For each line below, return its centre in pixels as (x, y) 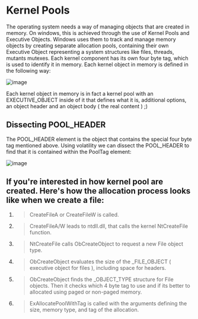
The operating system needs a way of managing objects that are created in (98, 27)
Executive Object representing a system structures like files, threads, (90, 51)
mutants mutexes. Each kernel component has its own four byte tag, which (97, 58)
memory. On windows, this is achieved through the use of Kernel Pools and (98, 33)
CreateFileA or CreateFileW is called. (74, 214)
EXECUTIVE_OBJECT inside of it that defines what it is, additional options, (96, 100)
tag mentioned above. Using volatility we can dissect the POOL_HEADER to (98, 145)
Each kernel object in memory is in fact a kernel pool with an (80, 94)
